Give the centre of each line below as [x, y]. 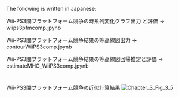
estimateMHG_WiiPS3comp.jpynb [47, 66]
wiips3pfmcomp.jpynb [34, 28]
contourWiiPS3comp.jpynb [39, 47]
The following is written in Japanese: [51, 9]
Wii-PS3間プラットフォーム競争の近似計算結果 [63, 88]
